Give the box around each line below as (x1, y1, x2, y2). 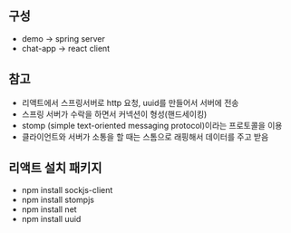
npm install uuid (21, 214, 82, 225)
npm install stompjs (21, 194, 94, 206)
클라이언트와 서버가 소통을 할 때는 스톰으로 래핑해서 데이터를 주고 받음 (21, 131, 269, 142)
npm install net (21, 204, 78, 215)
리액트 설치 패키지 (8, 160, 102, 176)
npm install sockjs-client (21, 185, 113, 196)
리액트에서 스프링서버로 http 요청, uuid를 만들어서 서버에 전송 (21, 97, 239, 108)
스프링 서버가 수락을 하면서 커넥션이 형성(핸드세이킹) (21, 108, 208, 120)
